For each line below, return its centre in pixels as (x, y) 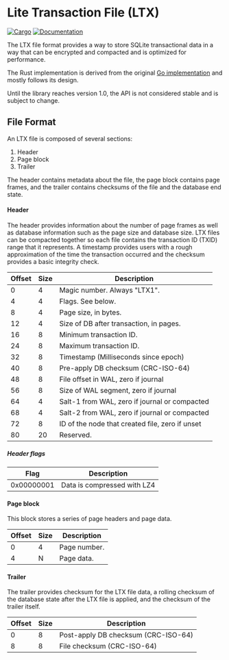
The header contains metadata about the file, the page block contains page (114, 180)
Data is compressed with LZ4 (108, 485)
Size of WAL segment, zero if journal (118, 390)
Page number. (82, 548)
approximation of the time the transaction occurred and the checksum (106, 254)
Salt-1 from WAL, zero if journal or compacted (134, 401)
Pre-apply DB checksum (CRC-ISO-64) (125, 368)
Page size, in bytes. (91, 312)
